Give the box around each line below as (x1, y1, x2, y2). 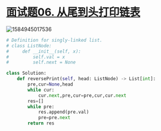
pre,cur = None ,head (27, 81, 73, 87)
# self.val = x (6, 54, 66, 60)
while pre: (27, 103, 55, 109)
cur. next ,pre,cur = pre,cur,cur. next (38, 92, 127, 99)
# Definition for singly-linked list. (6, 37, 103, 43)
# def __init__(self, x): (6, 48, 82, 54)
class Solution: (6, 70, 47, 77)
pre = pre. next (38, 115, 70, 121)
